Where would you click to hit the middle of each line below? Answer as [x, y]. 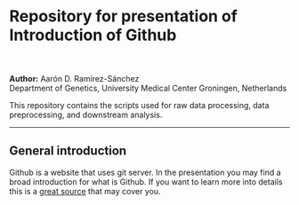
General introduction [68, 151]
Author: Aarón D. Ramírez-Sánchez [74, 78]
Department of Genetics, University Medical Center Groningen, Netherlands [148, 88]
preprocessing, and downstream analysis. [86, 114]
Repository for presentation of [123, 16]
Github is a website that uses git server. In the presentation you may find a [145, 172]
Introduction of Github [93, 35]
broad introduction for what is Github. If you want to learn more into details [146, 181]
